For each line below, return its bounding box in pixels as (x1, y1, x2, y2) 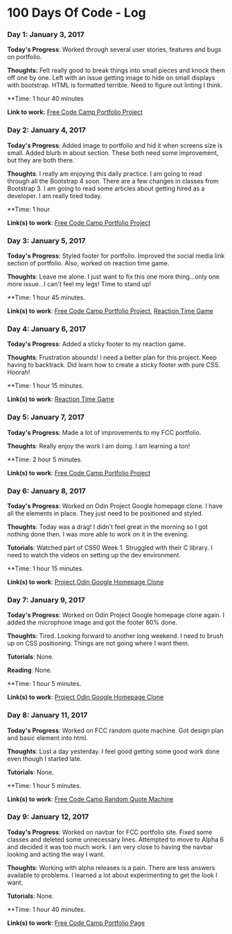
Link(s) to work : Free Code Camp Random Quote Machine (7, 794, 174, 803)
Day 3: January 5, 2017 (7, 236, 86, 245)
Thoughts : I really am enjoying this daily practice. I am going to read (7, 169, 202, 178)
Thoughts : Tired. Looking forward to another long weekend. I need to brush (7, 632, 224, 640)
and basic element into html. (7, 733, 88, 742)
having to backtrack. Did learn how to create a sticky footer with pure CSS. (7, 361, 220, 369)
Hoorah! (7, 368, 30, 377)
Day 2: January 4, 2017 (7, 125, 87, 135)
